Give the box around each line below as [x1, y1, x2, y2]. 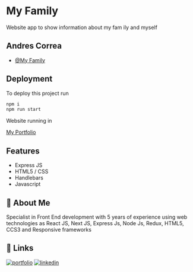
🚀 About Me [6, 197, 50, 208]
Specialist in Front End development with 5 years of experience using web [6, 213, 188, 220]
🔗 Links [6, 243, 34, 253]
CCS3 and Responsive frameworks [6, 226, 92, 233]
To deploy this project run [6, 89, 69, 97]
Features [6, 146, 40, 156]
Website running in [6, 117, 52, 124]
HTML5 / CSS [14, 168, 49, 175]
